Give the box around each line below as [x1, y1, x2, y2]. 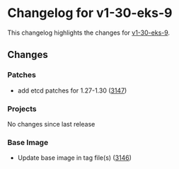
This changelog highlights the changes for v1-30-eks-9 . [7, 28, 171, 37]
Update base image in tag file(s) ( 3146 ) [17, 153, 132, 162]
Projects [7, 104, 37, 114]
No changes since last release [7, 120, 96, 128]
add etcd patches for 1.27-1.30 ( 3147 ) [17, 86, 127, 95]
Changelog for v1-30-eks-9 [7, 5, 173, 21]
